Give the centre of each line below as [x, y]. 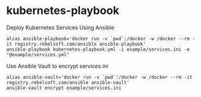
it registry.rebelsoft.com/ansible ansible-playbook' [76, 44]
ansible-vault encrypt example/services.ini [64, 88]
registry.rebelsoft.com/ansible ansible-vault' [68, 82]
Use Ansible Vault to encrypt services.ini [57, 66]
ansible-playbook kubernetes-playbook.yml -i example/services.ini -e [98, 49]
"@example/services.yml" [38, 55]
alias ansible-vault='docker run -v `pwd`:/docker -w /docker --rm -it [99, 77]
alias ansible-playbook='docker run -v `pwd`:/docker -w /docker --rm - [101, 38]
